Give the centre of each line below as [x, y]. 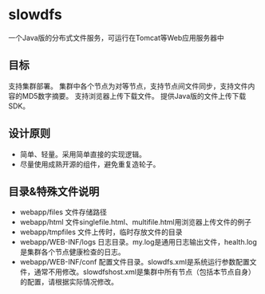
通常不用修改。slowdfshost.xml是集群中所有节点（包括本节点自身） [144, 272]
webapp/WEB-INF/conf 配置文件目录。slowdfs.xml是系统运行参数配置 [134, 262]
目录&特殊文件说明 [54, 192]
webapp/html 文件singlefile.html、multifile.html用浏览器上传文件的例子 [136, 222]
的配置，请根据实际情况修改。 [69, 282]
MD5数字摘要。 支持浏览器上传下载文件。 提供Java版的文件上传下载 [134, 96]
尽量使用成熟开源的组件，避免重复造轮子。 [90, 164]
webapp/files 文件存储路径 [63, 212]
